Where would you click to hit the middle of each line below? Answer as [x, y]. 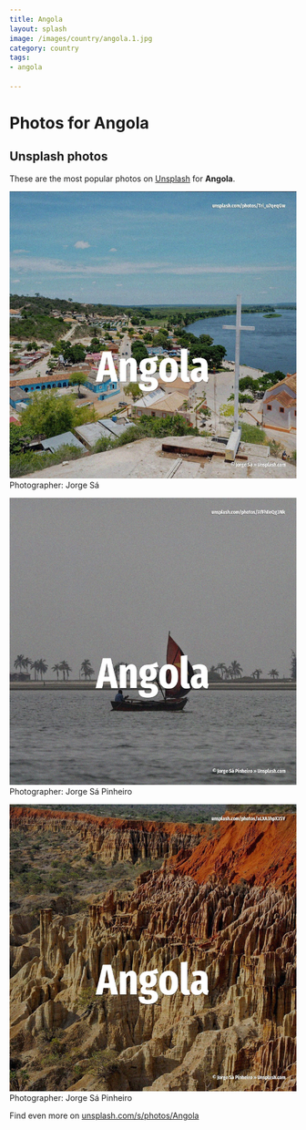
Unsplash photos [59, 156]
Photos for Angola [79, 123]
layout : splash [38, 29]
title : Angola [36, 19]
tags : [20, 58]
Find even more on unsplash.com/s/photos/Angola [104, 1115]
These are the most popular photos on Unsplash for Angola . [122, 179]
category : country [44, 48]
